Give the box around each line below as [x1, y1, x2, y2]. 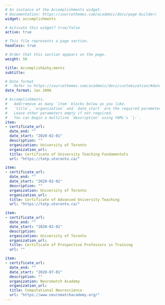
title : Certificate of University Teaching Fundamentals [9, 152, 129, 157]
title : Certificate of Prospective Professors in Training [9, 243, 133, 248]
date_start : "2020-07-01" [9, 270, 63, 275]
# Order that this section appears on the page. [5, 52, 107, 57]
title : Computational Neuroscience [9, 288, 82, 293]
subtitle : [5, 70, 26, 75]
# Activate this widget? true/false [5, 25, 80, 30]
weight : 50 [5, 56, 27, 61]
